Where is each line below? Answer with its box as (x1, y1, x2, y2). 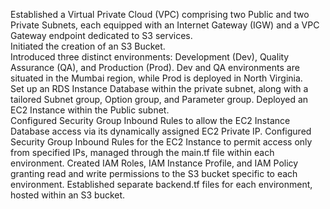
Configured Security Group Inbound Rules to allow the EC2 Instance (10, 115, 291, 126)
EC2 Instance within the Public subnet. (10, 104, 170, 116)
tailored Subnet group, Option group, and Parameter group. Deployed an (10, 94, 309, 105)
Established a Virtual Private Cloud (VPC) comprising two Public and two (10, 9, 310, 20)
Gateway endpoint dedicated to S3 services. (10, 30, 193, 41)
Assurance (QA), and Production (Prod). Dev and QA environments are (10, 62, 300, 73)
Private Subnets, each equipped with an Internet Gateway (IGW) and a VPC (10, 19, 320, 31)
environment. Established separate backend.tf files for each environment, (10, 179, 313, 190)
